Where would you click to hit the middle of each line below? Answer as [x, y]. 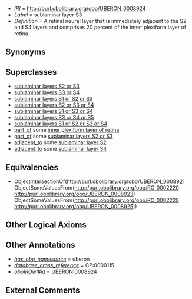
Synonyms [26, 52]
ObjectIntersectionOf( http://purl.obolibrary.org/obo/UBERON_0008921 [99, 181]
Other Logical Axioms [46, 225]
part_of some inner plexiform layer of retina [67, 130]
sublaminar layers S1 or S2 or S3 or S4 [61, 124]
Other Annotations [40, 245]
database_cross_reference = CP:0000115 [64, 265]
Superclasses [31, 72]
